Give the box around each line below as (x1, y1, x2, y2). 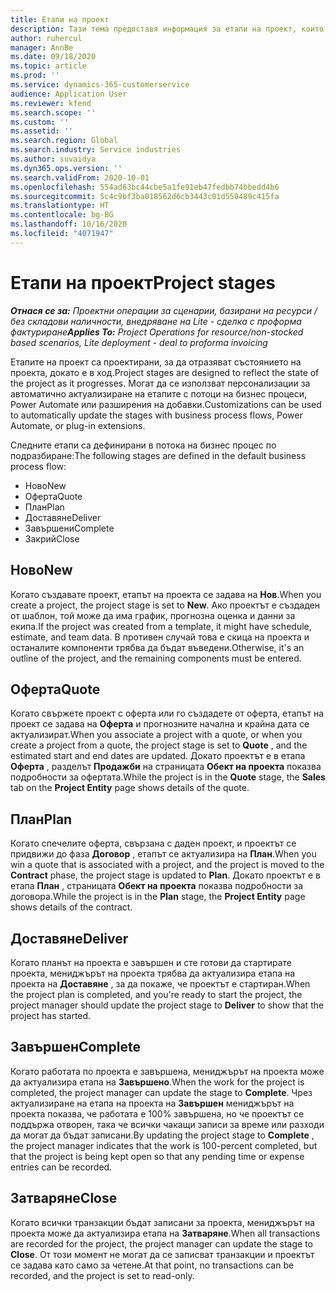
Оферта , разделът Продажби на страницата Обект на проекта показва (10, 761, 322, 773)
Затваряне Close (10, 1190, 118, 1207)
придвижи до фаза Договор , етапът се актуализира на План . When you (10, 848, 317, 860)
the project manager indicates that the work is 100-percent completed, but (10, 1139, 318, 1151)
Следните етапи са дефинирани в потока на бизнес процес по (10, 439, 277, 451)
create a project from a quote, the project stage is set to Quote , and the (10, 739, 308, 751)
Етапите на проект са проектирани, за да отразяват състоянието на (10, 356, 302, 368)
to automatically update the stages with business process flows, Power (10, 409, 303, 421)
